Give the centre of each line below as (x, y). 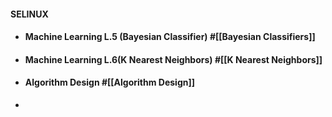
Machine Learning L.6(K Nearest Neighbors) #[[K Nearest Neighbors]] (173, 59)
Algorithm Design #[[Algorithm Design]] (110, 82)
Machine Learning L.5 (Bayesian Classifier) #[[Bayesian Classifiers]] (170, 37)
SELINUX (29, 14)
